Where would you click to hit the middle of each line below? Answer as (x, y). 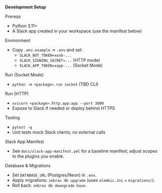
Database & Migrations (28, 166)
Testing (13, 118)
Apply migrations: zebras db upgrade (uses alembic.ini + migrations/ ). (83, 180)
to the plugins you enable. (38, 156)
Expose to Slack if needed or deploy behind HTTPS (63, 108)
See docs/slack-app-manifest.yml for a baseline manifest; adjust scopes (85, 151)
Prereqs (13, 16)
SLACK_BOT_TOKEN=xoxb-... (45, 55)
